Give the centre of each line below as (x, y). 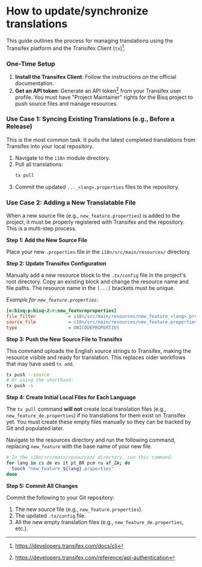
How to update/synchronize (77, 11)
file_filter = (38, 316)
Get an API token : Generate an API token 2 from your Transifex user (98, 90)
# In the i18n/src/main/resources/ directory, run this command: (90, 458)
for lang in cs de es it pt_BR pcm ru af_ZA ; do (68, 463)
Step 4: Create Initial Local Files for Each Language (71, 398)
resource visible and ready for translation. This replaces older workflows (96, 357)
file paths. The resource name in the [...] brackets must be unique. (91, 288)
